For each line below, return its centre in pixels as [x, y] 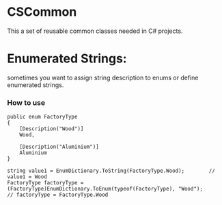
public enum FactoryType [42, 117]
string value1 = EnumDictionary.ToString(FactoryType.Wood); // [111, 171]
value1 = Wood [27, 177]
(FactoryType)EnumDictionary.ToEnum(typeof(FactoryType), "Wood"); [105, 189]
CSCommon [42, 12]
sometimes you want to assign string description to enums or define [103, 77]
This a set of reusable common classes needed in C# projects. [95, 31]
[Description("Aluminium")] [59, 147]
